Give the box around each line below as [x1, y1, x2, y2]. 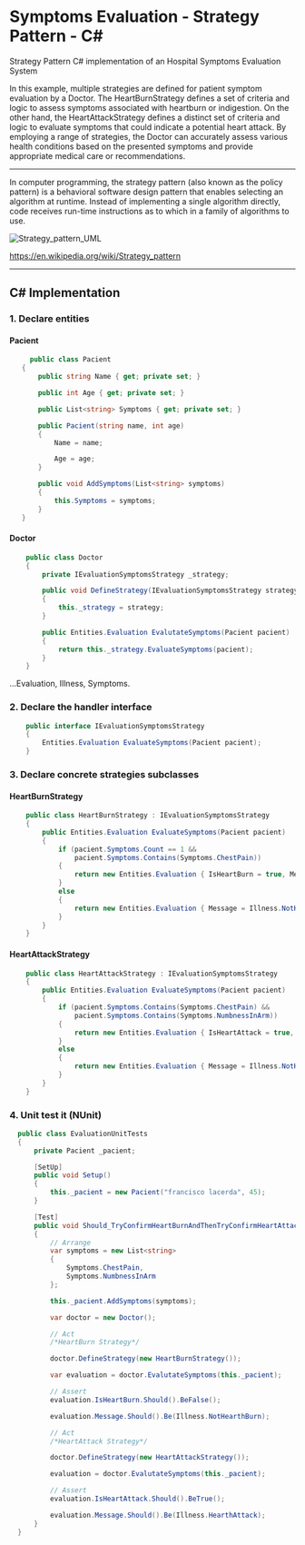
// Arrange [49, 1238, 92, 1247]
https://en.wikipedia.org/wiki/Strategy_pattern [9, 250, 182, 261]
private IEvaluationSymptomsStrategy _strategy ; [42, 569, 230, 579]
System [9, 65, 38, 76]
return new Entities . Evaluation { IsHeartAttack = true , [74, 1028, 295, 1037]
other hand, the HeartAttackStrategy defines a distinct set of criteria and [9, 112, 280, 123]
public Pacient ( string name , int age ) [37, 421, 184, 431]
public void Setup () [33, 1171, 112, 1180]
